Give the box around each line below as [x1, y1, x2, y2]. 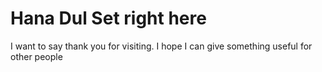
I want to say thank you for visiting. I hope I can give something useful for [10, 40, 313, 52]
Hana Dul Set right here [10, 7, 207, 30]
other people [10, 50, 63, 62]
